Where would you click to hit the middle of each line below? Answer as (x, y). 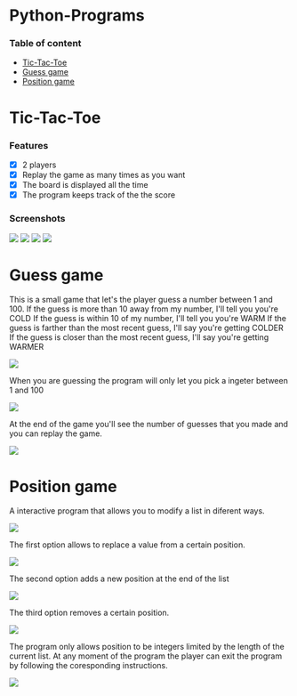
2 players (39, 165)
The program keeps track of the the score (99, 195)
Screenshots (37, 219)
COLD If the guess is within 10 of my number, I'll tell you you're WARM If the (148, 319)
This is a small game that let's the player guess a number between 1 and (141, 300)
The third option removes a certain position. (89, 613)
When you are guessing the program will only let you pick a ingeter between (149, 381)
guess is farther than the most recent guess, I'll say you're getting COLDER (146, 328)
